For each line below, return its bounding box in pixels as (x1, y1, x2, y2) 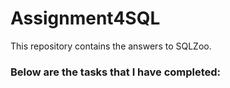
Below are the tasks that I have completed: (10, 65, 222, 79)
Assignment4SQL (10, 7, 161, 30)
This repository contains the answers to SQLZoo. (10, 40, 212, 52)
